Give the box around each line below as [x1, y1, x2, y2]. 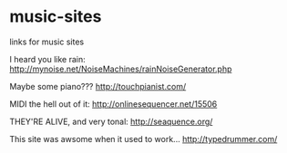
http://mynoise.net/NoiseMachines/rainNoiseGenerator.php [9, 63, 232, 74]
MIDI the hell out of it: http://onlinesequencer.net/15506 [9, 98, 218, 110]
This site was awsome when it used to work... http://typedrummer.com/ [9, 133, 278, 144]
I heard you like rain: [9, 53, 86, 64]
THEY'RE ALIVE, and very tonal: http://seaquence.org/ [9, 116, 213, 127]
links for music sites [9, 36, 85, 47]
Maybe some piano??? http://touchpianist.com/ [9, 81, 187, 91]
